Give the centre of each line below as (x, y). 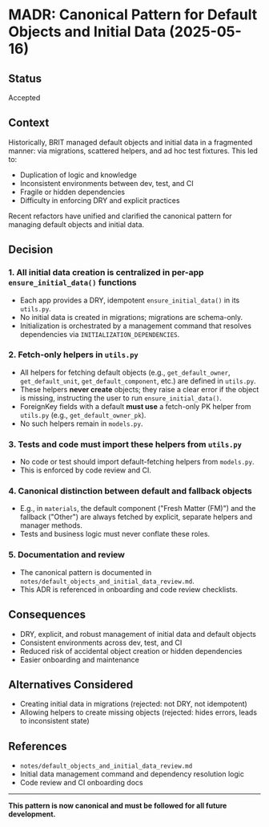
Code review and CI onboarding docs (81, 783)
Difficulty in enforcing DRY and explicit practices (100, 200)
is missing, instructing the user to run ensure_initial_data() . (121, 398)
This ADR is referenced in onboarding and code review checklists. (128, 589)
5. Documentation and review (67, 555)
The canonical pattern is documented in (86, 572)
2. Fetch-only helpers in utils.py (73, 355)
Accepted (24, 97)
